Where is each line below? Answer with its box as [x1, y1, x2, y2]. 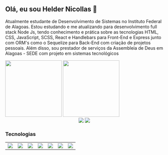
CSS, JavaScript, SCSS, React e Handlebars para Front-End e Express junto [5, 34, 161, 40]
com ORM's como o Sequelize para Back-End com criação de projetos [5, 40, 151, 46]
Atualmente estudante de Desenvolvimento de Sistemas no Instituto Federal [5, 18, 162, 24]
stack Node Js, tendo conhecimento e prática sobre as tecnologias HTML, [5, 29, 159, 35]
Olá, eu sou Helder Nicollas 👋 [5, 5, 97, 14]
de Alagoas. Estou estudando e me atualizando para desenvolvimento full [5, 24, 157, 30]
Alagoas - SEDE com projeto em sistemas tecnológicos [5, 50, 119, 56]
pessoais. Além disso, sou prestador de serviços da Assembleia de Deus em [5, 45, 163, 51]
